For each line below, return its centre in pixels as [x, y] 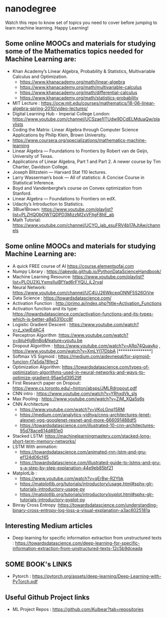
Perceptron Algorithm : [36, 335]
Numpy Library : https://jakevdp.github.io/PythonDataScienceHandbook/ [87, 271]
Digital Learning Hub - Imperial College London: [61, 113]
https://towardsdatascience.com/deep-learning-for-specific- [77, 543]
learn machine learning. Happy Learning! [47, 27]
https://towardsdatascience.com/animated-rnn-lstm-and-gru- [83, 452]
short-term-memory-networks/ [44, 441]
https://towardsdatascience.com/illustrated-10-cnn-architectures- [87, 425]
